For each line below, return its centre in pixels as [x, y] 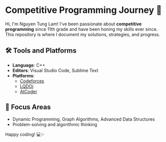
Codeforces [32, 81]
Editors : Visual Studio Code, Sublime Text [55, 70]
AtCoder [28, 91]
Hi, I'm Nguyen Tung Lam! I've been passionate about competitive [74, 24]
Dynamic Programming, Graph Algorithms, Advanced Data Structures [83, 119]
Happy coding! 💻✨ [25, 134]
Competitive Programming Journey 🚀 [83, 10]
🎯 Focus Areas [28, 107]
